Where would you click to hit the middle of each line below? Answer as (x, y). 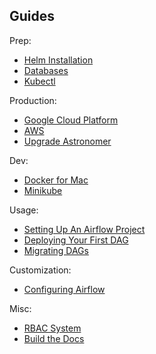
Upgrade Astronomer (67, 141)
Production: (33, 100)
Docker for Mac (56, 180)
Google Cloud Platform (71, 120)
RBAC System (52, 328)
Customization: (40, 270)
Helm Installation (58, 60)
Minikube (43, 190)
